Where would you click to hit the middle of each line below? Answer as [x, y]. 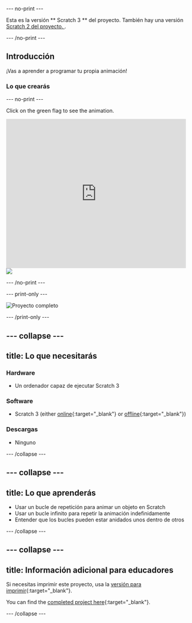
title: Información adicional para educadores [90, 570]
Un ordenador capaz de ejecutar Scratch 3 [67, 386]
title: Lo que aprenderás [51, 493]
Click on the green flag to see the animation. [60, 111]
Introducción [31, 57]
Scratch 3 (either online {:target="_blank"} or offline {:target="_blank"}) [100, 414]
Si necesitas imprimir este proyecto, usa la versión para [74, 584]
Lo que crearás [28, 86]
